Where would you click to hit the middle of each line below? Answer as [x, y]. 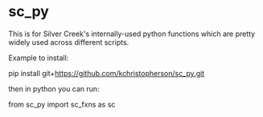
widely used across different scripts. [69, 42]
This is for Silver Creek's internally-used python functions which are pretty [132, 34]
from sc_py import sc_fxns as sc [62, 104]
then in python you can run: [54, 89]
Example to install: [39, 58]
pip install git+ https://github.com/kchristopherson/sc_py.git [107, 73]
